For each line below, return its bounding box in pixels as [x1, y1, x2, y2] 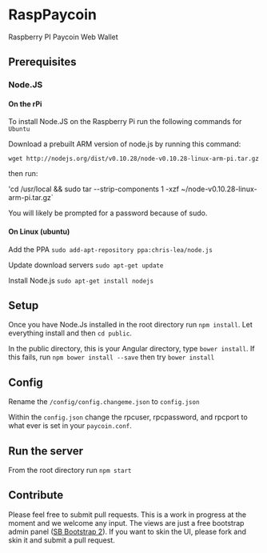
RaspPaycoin [8, 6, 98, 24]
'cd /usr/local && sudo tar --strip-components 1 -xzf [8, 184, 180, 194]
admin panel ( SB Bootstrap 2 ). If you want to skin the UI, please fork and [8, 527, 246, 536]
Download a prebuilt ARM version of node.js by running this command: [8, 139, 241, 149]
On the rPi [8, 98, 42, 109]
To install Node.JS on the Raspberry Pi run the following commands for [8, 117, 242, 126]
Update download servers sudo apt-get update [8, 260, 164, 270]
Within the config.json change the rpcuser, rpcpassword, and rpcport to [8, 412, 248, 422]
